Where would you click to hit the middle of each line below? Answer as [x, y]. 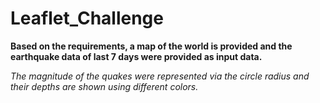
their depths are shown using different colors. [104, 86]
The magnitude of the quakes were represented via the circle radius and [160, 76]
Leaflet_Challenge [87, 18]
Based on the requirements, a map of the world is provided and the [151, 46]
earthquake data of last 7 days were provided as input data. [136, 56]
